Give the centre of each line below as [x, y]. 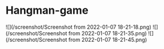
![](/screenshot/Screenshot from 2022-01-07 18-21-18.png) [78, 27]
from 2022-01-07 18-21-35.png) [108, 33]
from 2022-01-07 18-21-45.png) [108, 39]
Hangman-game [47, 10]
